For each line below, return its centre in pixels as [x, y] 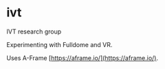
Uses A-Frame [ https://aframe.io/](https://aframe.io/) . [82, 58]
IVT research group [34, 31]
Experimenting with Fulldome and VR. [59, 44]
